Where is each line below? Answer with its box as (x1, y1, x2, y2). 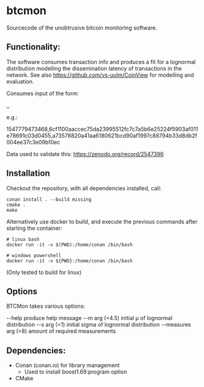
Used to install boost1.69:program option (24, 368, 127, 375)
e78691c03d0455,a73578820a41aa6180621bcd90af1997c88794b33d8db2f (6, 131, 198, 139)
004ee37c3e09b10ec (6, 138, 60, 146)
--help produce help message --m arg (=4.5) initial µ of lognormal (6, 315, 173, 322)
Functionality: (6, 42, 61, 52)
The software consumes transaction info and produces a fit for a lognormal (6, 58, 196, 65)
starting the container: (6, 224, 62, 232)
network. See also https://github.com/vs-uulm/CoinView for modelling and (6, 71, 194, 79)
